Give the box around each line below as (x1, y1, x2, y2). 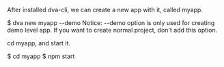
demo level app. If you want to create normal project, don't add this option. (7, 26, 218, 34)
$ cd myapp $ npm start (7, 52, 75, 60)
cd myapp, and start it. (7, 39, 70, 47)
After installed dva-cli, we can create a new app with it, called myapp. (7, 6, 204, 14)
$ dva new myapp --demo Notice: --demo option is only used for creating (7, 19, 215, 26)
